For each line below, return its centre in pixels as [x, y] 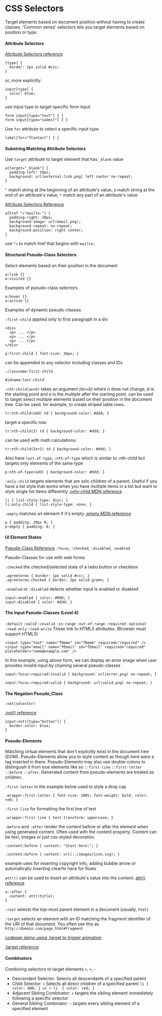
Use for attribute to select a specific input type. [52, 129]
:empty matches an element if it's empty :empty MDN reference [68, 513]
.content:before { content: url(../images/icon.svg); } [62, 855]
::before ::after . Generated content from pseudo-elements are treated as [80, 772]
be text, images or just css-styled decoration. [50, 837]
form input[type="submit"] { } [37, 120]
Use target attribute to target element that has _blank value [64, 159]
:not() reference [21, 713]
